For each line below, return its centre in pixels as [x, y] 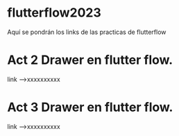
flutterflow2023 [54, 13]
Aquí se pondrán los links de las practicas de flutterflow [87, 32]
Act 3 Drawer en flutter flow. [90, 107]
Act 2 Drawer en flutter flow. [90, 60]
